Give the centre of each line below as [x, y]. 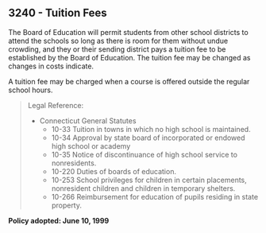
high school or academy [91, 146]
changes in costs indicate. [51, 66]
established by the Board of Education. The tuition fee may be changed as [129, 57]
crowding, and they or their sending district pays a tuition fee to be [117, 49]
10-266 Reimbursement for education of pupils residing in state [155, 196]
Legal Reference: [56, 105]
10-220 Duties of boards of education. [114, 171]
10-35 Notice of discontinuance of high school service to [145, 154]
